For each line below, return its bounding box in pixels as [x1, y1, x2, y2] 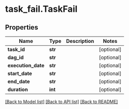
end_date [7, 78, 31, 85]
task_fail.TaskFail [5, 3, 78, 15]
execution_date [7, 62, 45, 69]
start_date [7, 70, 32, 77]
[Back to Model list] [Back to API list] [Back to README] [5, 99, 118, 105]
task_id [7, 46, 25, 53]
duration [7, 86, 28, 93]
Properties [5, 23, 38, 32]
